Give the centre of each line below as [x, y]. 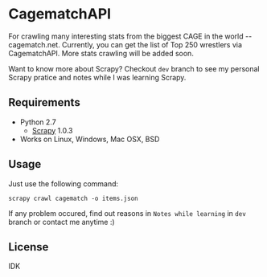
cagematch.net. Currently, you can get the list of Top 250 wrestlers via [125, 44]
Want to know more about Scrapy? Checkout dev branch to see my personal [134, 68]
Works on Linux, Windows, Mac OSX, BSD [90, 139]
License [29, 247]
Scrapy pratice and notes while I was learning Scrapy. [97, 77]
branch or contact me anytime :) [62, 222]
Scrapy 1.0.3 [52, 130]
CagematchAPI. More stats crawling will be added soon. [101, 53]
